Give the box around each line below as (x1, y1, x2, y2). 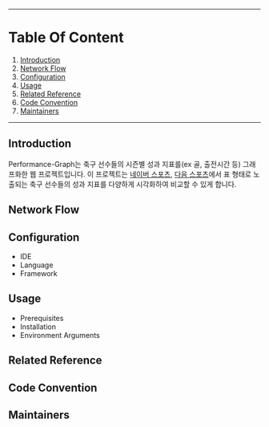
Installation (19, 322, 57, 331)
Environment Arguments (19, 330, 100, 340)
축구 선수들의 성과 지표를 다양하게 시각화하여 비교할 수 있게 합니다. (29, 179, 237, 189)
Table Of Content (8, 29, 124, 47)
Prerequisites (19, 313, 64, 323)
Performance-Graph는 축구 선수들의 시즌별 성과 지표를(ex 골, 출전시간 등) (8, 159, 242, 169)
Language (19, 260, 54, 270)
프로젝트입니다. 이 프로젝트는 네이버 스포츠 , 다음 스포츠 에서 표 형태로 (38, 169, 252, 179)
